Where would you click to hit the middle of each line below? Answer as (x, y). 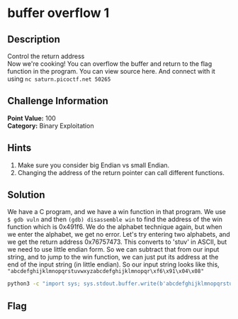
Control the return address (46, 56)
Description (34, 39)
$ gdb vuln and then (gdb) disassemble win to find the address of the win (115, 219)
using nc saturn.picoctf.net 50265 (59, 79)
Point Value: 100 (32, 118)
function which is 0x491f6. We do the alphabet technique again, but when (115, 227)
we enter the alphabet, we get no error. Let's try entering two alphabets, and (119, 235)
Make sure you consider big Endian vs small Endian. (93, 165)
